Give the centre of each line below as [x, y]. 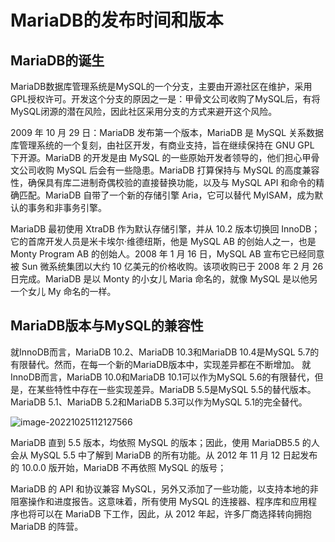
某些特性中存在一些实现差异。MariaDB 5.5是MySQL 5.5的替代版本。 [176, 389]
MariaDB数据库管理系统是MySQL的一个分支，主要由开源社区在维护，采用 [161, 86]
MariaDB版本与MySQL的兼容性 [107, 326]
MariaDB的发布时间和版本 [117, 20]
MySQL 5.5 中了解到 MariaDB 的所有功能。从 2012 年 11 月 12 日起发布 [173, 455]
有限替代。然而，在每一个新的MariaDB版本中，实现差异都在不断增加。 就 [161, 364]
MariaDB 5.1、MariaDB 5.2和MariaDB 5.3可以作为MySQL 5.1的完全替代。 [159, 402]
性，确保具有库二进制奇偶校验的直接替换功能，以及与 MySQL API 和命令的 [163, 182]
